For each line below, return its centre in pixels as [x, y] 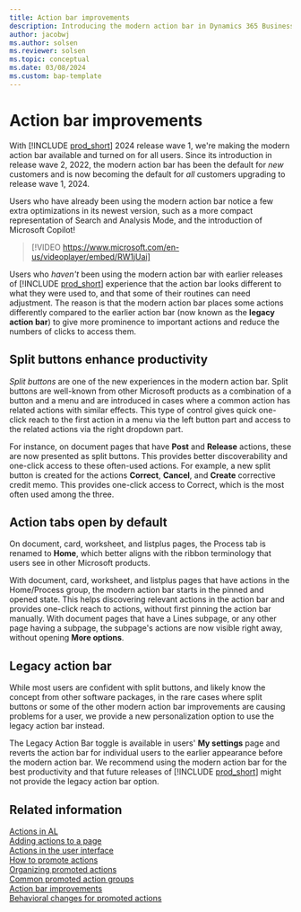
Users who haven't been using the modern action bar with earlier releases [146, 274]
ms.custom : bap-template [56, 76]
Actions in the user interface [61, 850]
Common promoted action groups [72, 879]
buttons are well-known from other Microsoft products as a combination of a [150, 391]
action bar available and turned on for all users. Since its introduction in [141, 155]
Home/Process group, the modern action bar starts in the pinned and [137, 590]
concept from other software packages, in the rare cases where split [136, 697]
